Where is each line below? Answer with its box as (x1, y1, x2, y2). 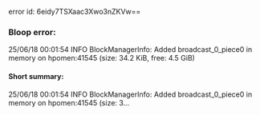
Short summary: (8, 71, 64, 81)
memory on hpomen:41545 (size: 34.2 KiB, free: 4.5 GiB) (8, 54, 195, 63)
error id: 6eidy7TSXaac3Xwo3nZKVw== (8, 7, 141, 16)
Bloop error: (8, 26, 56, 38)
